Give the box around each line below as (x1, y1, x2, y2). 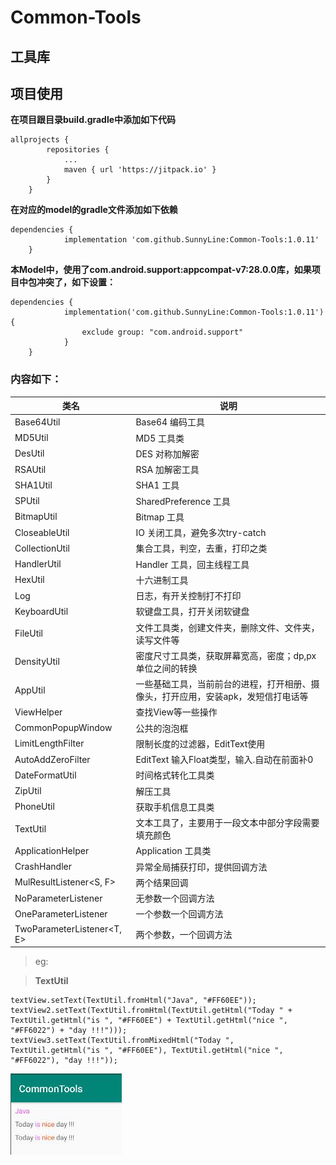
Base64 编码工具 (135, 416, 205, 428)
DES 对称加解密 (135, 447, 200, 460)
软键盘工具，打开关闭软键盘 (135, 606, 250, 618)
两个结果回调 (135, 876, 189, 888)
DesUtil (14, 447, 45, 460)
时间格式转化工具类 (135, 769, 215, 781)
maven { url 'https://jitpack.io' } (63, 165, 217, 175)
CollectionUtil (14, 542, 70, 554)
